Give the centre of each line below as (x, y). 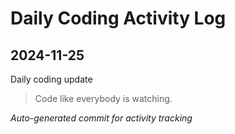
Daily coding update (51, 79)
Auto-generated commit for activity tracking (101, 118)
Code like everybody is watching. (103, 98)
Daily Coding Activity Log (118, 18)
